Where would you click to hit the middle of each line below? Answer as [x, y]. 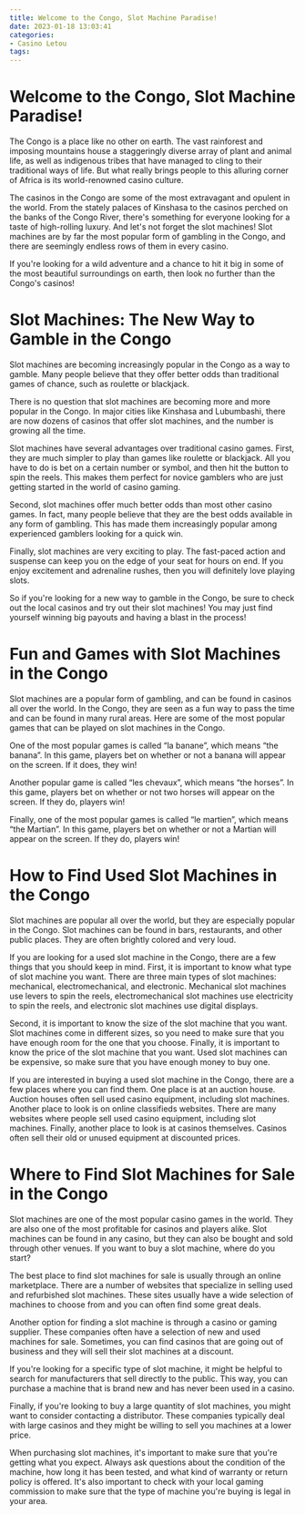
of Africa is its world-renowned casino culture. [97, 180]
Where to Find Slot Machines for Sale [152, 1175]
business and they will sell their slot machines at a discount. [122, 1351]
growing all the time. [48, 430]
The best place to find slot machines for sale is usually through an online [145, 1275]
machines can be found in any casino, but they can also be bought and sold [152, 1238]
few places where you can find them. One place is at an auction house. [142, 1089]
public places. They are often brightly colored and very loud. [123, 939]
